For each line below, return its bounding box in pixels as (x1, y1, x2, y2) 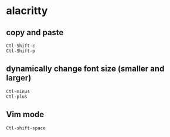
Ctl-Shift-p (6, 48, 35, 54)
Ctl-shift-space (6, 125, 46, 131)
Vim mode (6, 109, 45, 119)
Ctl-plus (6, 94, 28, 100)
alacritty (6, 4, 48, 18)
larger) (6, 73, 32, 83)
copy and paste (6, 28, 64, 37)
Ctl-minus (6, 88, 30, 94)
